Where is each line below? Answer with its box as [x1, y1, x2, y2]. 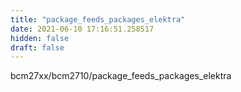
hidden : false [10, 33, 70, 43]
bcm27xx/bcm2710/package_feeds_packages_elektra [10, 70, 232, 82]
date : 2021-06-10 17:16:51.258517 [10, 24, 155, 34]
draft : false [10, 42, 65, 53]
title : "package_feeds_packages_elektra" [10, 14, 186, 25]
